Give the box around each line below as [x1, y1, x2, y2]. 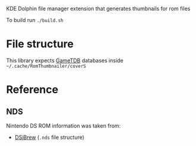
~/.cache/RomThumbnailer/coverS [6, 63, 86, 69]
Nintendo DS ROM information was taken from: [6, 122, 121, 129]
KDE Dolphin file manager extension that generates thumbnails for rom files [6, 5, 191, 12]
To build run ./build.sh [6, 17, 64, 23]
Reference [6, 83, 58, 97]
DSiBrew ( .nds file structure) [14, 134, 85, 141]
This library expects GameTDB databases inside [6, 56, 124, 64]
